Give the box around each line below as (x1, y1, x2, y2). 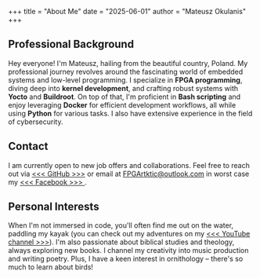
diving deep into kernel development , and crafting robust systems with (8, 83, 239, 93)
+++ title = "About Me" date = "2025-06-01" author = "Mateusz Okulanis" (8, 7, 247, 16)
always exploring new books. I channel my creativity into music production (8, 246, 249, 255)
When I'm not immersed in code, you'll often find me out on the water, (8, 221, 233, 230)
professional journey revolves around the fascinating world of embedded (8, 67, 244, 76)
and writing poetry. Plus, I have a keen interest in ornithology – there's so (8, 254, 244, 264)
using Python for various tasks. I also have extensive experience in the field (8, 108, 253, 118)
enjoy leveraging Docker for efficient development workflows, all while (8, 100, 237, 109)
